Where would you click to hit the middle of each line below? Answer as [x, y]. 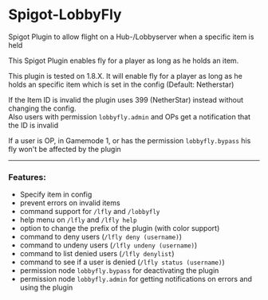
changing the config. [42, 108]
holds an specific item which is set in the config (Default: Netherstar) [121, 84]
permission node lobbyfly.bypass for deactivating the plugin [119, 271]
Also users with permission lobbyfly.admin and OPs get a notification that [130, 116]
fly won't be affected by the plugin [65, 149]
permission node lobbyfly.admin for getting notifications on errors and [136, 279]
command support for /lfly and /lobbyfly [90, 212]
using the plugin [46, 287]
